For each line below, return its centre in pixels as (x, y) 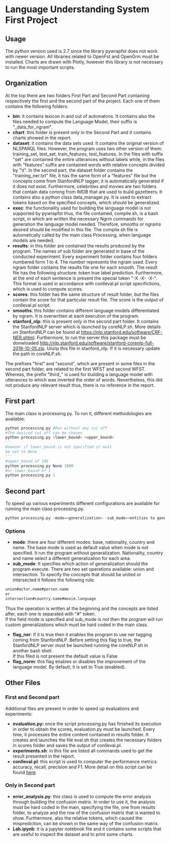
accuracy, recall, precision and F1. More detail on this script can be (82, 767)
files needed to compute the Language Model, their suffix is (75, 121)
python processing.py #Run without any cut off (56, 428)
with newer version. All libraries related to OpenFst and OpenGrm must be (82, 56)
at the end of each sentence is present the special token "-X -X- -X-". (85, 278)
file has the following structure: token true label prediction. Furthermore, (88, 272)
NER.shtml (23, 337)
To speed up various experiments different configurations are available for (82, 504)
